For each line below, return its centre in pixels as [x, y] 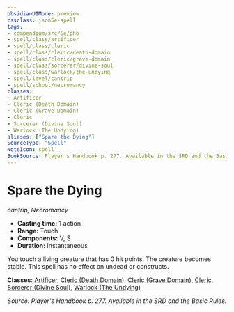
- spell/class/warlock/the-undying [59, 72]
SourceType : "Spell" [37, 143]
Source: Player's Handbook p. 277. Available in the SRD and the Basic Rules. [117, 301]
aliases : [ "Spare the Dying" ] [51, 136]
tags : [15, 26]
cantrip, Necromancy [38, 210]
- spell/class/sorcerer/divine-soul [60, 65]
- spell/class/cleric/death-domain [59, 53]
